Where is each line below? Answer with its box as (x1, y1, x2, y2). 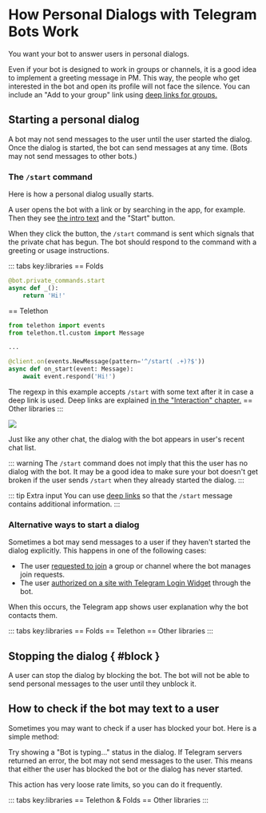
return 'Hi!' (22, 291, 66, 299)
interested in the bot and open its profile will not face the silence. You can (8, 81, 250, 91)
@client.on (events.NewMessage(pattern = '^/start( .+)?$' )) (8, 358, 205, 366)
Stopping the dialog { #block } (8, 649, 161, 663)
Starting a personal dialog (8, 113, 140, 127)
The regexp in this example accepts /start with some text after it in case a (8, 387, 254, 396)
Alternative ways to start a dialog (8, 519, 140, 530)
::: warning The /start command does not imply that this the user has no (8, 458, 248, 468)
